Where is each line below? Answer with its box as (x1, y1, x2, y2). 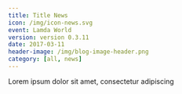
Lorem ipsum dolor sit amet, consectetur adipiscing (8, 76, 174, 86)
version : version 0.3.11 (8, 33, 89, 42)
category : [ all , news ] (8, 56, 82, 63)
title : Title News (8, 11, 68, 20)
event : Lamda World (8, 26, 72, 34)
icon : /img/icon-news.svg (8, 19, 93, 27)
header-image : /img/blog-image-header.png (8, 48, 149, 56)
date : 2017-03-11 (8, 41, 65, 49)
